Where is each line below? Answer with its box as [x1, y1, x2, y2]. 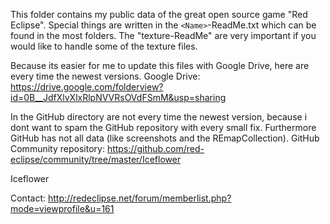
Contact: [10, 192, 47, 204]
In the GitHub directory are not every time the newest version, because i [10, 111, 308, 123]
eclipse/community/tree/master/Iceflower [10, 154, 182, 165]
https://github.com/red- [106, 143, 205, 154]
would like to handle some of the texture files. [10, 40, 198, 52]
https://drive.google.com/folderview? [10, 81, 164, 93]
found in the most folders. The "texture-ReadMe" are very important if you [10, 30, 317, 41]
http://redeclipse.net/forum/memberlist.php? [47, 192, 232, 204]
